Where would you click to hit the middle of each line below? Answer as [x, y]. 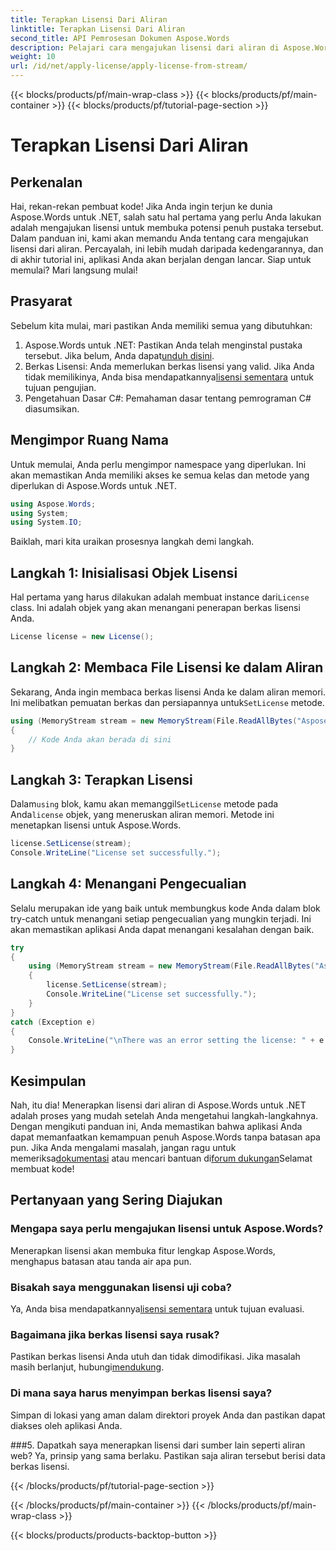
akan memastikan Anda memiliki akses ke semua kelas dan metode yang [160, 475]
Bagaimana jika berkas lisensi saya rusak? [115, 1334]
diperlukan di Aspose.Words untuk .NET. [94, 485]
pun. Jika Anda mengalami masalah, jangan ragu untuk [123, 1147]
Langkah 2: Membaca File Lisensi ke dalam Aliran [167, 667]
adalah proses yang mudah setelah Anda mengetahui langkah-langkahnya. [164, 1115]
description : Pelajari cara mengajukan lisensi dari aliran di [145, 47]
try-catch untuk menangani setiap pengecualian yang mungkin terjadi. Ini [161, 918]
